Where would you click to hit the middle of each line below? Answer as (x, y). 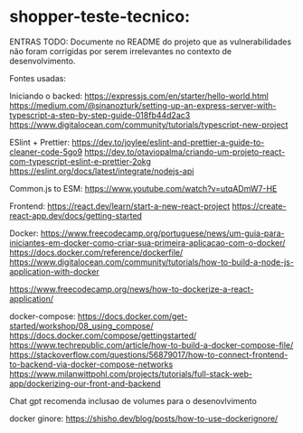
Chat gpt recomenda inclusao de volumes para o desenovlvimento (133, 400)
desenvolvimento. (43, 61)
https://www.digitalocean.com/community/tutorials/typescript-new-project (149, 125)
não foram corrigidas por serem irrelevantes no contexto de (121, 51)
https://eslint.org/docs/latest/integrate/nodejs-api (102, 171)
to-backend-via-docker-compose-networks (91, 364)
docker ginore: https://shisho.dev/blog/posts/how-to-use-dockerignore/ (144, 419)
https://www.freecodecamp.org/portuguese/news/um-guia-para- (162, 233)
